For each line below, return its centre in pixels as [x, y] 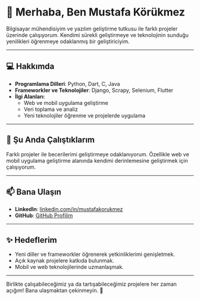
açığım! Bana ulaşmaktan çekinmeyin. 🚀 [55, 290]
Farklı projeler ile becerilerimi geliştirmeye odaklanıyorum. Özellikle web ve [98, 154]
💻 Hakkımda [30, 67]
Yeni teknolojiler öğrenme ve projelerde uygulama [85, 115]
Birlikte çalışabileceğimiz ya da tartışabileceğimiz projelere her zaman [92, 284]
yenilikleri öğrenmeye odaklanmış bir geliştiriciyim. [68, 41]
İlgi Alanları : [30, 96]
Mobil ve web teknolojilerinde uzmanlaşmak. [69, 267]
